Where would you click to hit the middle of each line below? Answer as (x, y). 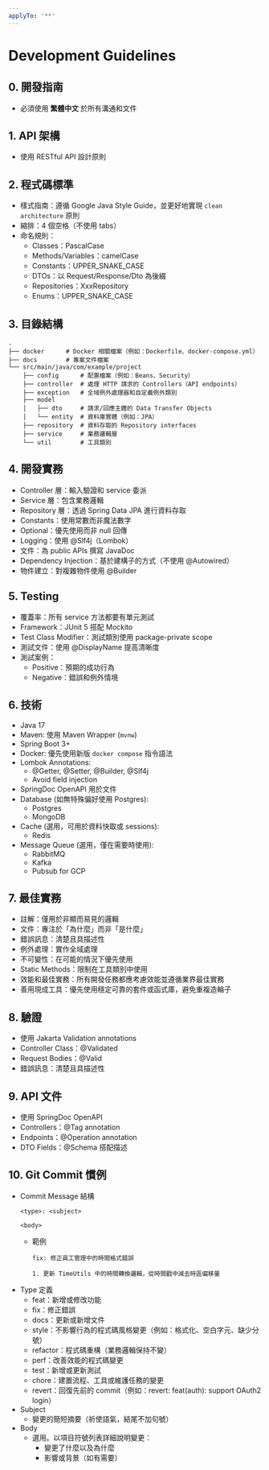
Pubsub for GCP (59, 871)
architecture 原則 (50, 216)
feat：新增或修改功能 (67, 1299)
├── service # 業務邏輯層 (70, 434)
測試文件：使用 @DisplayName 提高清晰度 (90, 647)
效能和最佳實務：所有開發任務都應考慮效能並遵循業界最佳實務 (122, 980)
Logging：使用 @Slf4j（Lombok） (76, 540)
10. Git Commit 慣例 (57, 1175)
